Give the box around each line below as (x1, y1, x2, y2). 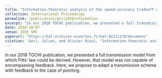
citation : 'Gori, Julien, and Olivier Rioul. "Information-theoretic (5, 39, 148, 44)
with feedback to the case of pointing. (5, 67, 81, 73)
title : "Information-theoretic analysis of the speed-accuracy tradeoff (5, 7, 154, 12)
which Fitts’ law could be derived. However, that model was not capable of (5, 57, 153, 63)
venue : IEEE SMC (5, 30, 38, 34)
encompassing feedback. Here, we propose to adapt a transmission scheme (5, 62, 157, 68)
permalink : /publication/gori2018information (5, 16, 98, 21)
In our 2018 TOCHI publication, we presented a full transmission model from (5, 52, 156, 58)
